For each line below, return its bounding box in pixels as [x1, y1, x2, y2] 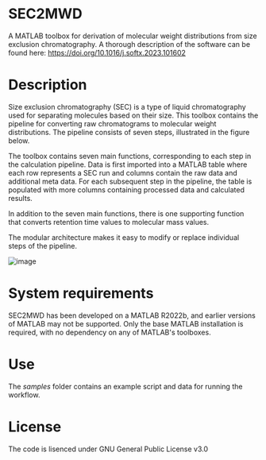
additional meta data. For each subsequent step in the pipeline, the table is [8, 176, 253, 186]
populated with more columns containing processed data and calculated [8, 184, 245, 195]
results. [8, 193, 33, 203]
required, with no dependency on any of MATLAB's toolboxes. [8, 327, 212, 337]
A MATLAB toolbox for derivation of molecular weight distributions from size [8, 31, 257, 41]
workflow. [8, 390, 40, 400]
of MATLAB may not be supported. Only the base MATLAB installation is [8, 319, 244, 328]
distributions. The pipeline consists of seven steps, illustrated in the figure [8, 127, 250, 137]
